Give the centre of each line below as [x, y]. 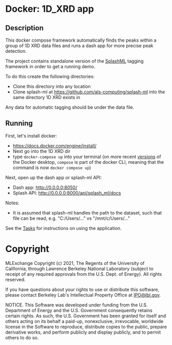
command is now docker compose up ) [52, 167]
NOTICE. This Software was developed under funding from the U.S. [77, 305]
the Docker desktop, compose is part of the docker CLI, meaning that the [88, 162]
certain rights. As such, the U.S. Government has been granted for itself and [85, 316]
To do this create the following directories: [50, 76]
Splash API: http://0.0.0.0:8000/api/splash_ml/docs [67, 193]
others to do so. [22, 337]
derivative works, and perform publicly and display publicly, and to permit [83, 332]
